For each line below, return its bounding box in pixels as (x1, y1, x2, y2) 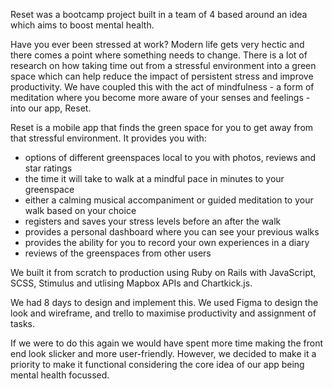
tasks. (10, 318, 36, 329)
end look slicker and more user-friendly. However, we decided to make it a (10, 348, 317, 359)
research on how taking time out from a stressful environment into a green (10, 60, 317, 71)
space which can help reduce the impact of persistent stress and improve (10, 70, 314, 82)
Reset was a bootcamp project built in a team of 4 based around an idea (10, 9, 308, 20)
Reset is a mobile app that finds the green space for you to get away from (10, 122, 314, 133)
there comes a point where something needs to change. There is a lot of (10, 49, 308, 61)
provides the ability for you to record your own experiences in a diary (24, 237, 310, 248)
